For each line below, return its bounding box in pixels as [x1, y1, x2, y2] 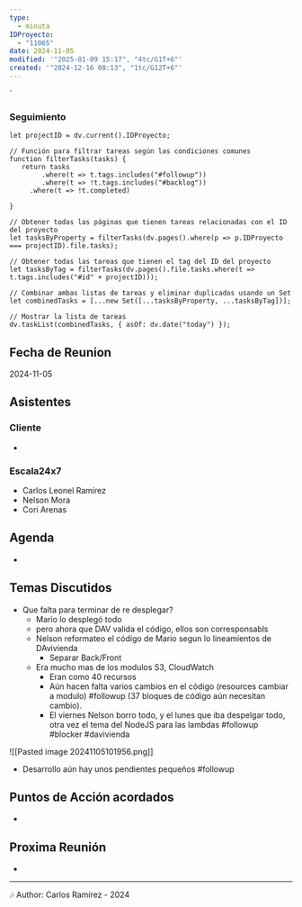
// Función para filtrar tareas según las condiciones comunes [9, 147, 252, 156]
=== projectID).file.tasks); [9, 241, 119, 250]
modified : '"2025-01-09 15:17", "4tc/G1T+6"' [9, 55, 182, 64]
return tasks [21, 163, 70, 172]
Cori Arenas [22, 503, 67, 514]
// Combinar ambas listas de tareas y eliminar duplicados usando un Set [9, 289, 292, 298]
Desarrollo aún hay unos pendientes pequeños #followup [22, 763, 235, 775]
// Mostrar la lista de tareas [9, 313, 127, 322]
